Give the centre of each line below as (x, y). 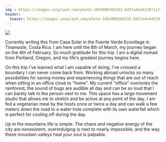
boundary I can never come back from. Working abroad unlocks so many (80, 72)
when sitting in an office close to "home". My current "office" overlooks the (82, 83)
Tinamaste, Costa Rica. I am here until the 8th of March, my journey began (81, 47)
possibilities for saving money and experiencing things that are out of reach (82, 78)
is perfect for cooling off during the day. (46, 114)
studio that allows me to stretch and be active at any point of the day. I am (80, 99)
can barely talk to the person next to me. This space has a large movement (81, 94)
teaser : (18, 19)
